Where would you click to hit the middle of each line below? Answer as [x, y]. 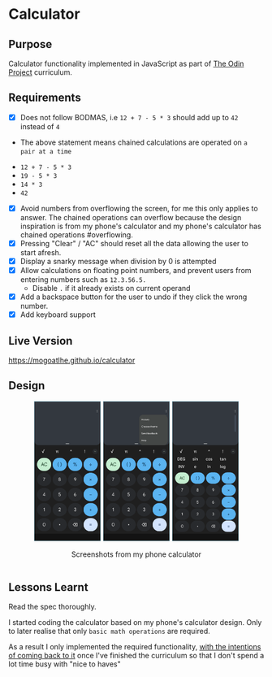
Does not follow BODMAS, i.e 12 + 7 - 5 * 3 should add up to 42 [129, 117]
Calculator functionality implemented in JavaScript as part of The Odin [126, 63]
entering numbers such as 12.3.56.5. [83, 280]
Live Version [41, 341]
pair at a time [46, 151]
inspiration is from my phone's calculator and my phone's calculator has [140, 226]
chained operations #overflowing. [77, 234]
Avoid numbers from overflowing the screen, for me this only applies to [139, 208]
